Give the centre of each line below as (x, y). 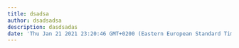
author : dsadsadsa (34, 20)
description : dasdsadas (43, 27)
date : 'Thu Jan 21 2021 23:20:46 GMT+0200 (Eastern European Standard (114, 34)
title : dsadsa (28, 14)
